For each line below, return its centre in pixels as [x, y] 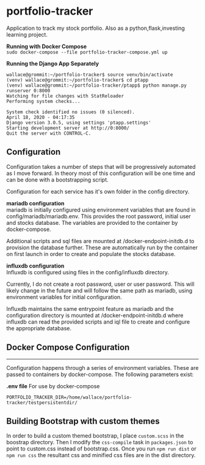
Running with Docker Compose [47, 46]
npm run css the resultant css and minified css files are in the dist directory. [101, 455]
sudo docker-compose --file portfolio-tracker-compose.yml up [87, 52]
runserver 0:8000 [28, 91]
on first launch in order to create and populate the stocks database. [91, 254]
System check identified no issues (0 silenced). [71, 112]
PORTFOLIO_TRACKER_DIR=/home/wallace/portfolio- [69, 397]
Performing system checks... [43, 101]
